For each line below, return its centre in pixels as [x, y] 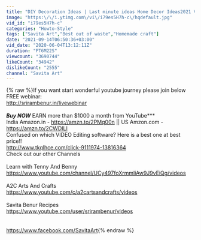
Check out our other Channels [43, 154]
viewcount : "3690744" [33, 56]
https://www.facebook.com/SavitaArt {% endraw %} [70, 230]
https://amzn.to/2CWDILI [37, 128]
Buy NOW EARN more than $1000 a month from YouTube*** [81, 116]
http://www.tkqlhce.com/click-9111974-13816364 [66, 148]
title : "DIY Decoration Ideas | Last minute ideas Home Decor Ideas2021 [99, 12]
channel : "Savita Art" [34, 73]
